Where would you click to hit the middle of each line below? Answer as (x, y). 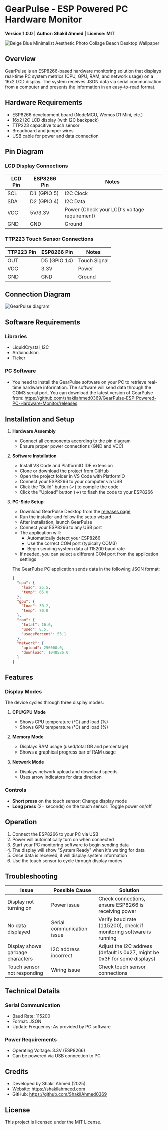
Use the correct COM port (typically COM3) (72, 543)
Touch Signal (93, 260)
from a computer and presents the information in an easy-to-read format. (80, 87)
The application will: (40, 533)
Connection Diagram (38, 294)
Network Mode (28, 762)
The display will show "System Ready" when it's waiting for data (78, 850)
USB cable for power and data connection (55, 136)
